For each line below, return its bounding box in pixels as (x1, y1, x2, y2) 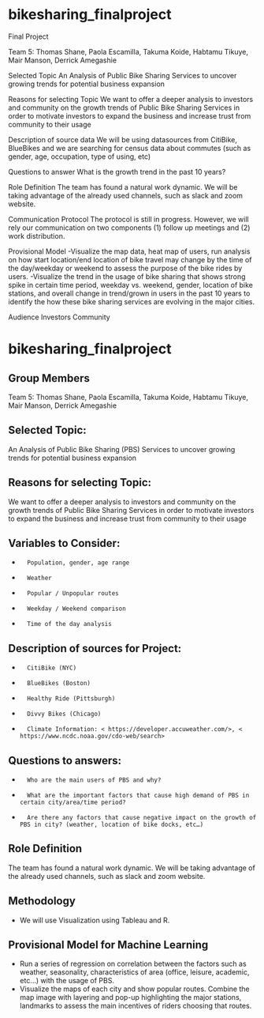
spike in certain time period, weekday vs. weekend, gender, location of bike (8, 280, 254, 289)
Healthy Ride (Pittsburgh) (27, 695, 116, 703)
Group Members (8, 371, 91, 385)
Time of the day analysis (27, 620, 112, 628)
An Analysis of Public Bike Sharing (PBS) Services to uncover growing (8, 444, 236, 454)
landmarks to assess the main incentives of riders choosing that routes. (19, 1001, 252, 1011)
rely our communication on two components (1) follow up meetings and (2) (8, 223, 251, 232)
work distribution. (8, 231, 65, 240)
